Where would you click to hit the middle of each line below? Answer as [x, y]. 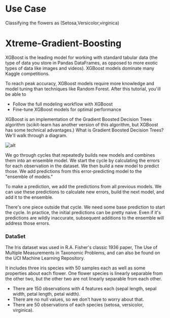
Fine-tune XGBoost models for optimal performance [67, 109]
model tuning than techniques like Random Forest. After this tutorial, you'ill [83, 89]
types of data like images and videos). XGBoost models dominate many [80, 68]
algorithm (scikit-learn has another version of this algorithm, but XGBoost [82, 124]
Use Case [26, 9]
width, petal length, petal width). [46, 294]
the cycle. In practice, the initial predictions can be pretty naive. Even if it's [83, 212]
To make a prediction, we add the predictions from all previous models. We [83, 186]
